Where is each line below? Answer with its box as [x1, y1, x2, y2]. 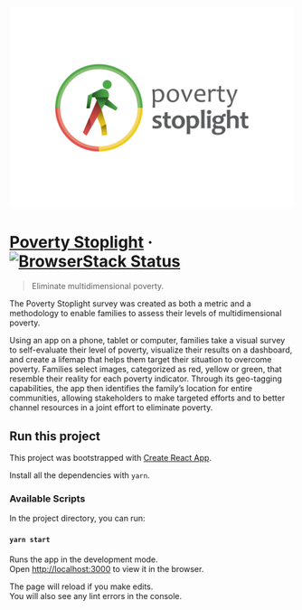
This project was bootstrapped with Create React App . [9, 453, 212, 464]
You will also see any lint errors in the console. [9, 590, 183, 601]
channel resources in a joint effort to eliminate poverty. [9, 402, 213, 413]
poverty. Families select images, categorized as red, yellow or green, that [9, 364, 282, 375]
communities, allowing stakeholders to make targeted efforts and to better [9, 392, 286, 404]
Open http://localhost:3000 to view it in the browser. [9, 563, 204, 574]
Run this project [9, 428, 101, 444]
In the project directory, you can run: [9, 513, 146, 524]
